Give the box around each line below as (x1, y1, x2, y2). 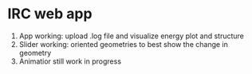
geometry (18, 48, 52, 57)
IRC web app (7, 5, 93, 23)
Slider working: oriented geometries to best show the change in (18, 39, 229, 49)
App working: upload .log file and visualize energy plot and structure (18, 31, 245, 41)
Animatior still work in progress (18, 56, 121, 66)
